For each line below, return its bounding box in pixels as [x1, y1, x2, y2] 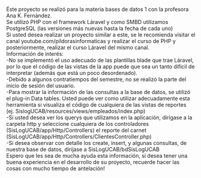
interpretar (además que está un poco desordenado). [6, 70, 138, 76]
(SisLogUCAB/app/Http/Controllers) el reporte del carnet [6, 126, 147, 134]
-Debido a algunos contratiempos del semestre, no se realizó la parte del [6, 76, 187, 83]
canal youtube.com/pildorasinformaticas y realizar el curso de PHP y [6, 38, 176, 44]
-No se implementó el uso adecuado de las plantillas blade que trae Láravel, [6, 57, 194, 64]
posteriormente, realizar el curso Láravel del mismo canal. [6, 44, 150, 51]
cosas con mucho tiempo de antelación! [6, 165, 105, 172]
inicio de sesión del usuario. [6, 82, 76, 89]
